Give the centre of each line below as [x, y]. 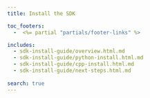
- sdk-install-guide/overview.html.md [69, 51]
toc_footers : [26, 26]
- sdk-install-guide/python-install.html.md [78, 58]
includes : [21, 45]
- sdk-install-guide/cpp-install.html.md [74, 64]
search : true [26, 84]
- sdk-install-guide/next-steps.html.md [72, 70]
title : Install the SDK [41, 13]
